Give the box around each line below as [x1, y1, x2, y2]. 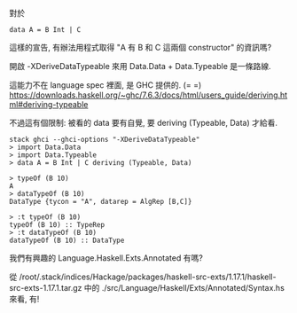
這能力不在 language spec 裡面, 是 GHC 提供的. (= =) [9, 80, 202, 90]
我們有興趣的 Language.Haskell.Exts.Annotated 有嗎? [9, 253, 204, 263]
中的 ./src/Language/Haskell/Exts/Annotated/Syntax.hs [83, 283, 285, 293]
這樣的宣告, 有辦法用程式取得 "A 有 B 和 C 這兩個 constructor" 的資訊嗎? [9, 43, 272, 52]
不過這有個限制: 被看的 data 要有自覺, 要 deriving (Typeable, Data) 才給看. [9, 118, 277, 128]
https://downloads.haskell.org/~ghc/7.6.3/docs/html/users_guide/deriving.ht [9, 90, 288, 100]
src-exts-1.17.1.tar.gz [9, 283, 82, 293]
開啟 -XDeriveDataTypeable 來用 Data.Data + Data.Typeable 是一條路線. [9, 61, 272, 71]
